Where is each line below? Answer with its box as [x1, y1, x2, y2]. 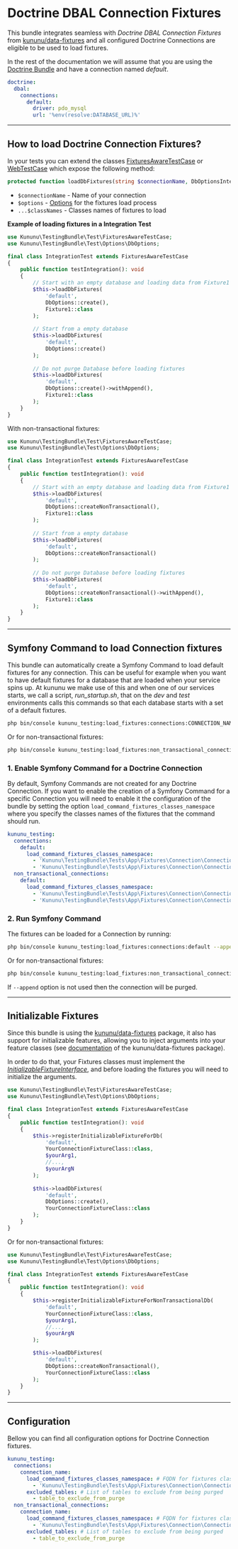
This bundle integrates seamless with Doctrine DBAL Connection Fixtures [7, 28, 222, 37]
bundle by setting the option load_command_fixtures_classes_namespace [7, 801, 215, 810]
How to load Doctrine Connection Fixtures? [7, 138, 202, 150]
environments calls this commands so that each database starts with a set [7, 698, 224, 707]
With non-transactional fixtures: [7, 424, 101, 432]
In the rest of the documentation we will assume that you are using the [7, 57, 212, 65]
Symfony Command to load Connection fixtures [7, 642, 222, 654]
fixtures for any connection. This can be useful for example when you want [7, 668, 227, 677]
